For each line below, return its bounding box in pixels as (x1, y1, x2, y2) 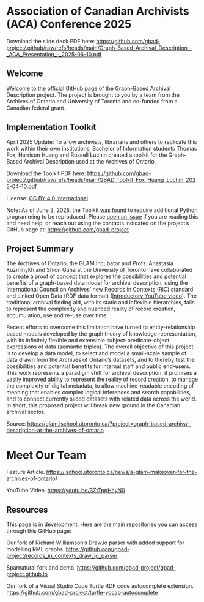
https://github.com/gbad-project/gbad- (76, 564, 176, 571)
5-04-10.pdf (6, 182, 37, 190)
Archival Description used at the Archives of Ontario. (23, 157, 156, 165)
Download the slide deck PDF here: (6, 37, 95, 45)
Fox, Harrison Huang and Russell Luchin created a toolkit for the (6, 151, 167, 159)
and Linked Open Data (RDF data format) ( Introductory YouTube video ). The (6, 292, 197, 299)
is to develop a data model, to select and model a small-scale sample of (6, 350, 187, 357)
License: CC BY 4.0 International (6, 194, 89, 201)
